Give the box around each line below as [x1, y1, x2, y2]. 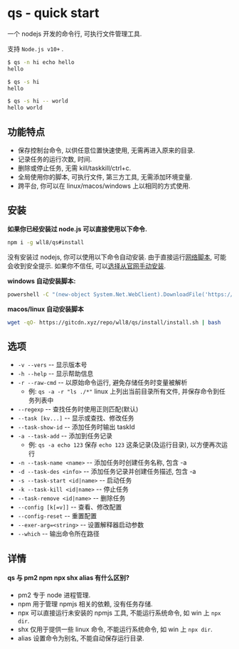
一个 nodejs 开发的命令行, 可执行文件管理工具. [7, 29, 142, 38]
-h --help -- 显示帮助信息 [17, 369, 94, 378]
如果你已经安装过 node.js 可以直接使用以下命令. [7, 224, 148, 233]
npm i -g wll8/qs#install [7, 238, 84, 246]
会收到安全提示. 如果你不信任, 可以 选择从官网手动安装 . [7, 261, 166, 270]
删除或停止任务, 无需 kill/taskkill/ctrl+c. [17, 164, 132, 172]
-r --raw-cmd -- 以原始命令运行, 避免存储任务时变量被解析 [17, 379, 188, 387]
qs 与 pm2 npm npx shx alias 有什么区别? [7, 574, 130, 582]
